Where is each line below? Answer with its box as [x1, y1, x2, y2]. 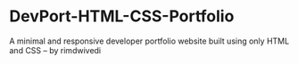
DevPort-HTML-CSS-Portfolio [9, 6, 235, 27]
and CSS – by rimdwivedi [9, 44, 102, 55]
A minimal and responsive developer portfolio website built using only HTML [9, 36, 290, 46]
